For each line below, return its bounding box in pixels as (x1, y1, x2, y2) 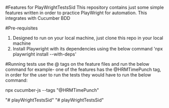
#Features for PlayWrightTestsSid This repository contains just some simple (5, 5, 164, 10)
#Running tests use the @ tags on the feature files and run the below (5, 61, 150, 67)
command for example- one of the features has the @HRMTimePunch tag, (5, 66, 161, 72)
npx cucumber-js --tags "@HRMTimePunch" (5, 87, 99, 93)
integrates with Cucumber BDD (5, 15, 70, 21)
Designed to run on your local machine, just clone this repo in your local (12, 35, 163, 41)
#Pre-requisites (5, 25, 38, 31)
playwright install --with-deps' (12, 51, 77, 57)
